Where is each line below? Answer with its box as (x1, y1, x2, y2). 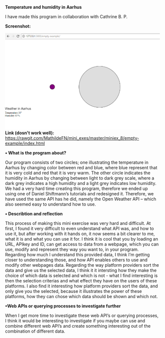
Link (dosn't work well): (5, 130, 55, 136)
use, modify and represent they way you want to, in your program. (5, 246, 139, 252)
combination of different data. (5, 328, 65, 334)
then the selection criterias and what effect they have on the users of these (5, 278, 157, 284)
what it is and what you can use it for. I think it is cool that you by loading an (5, 236, 158, 242)
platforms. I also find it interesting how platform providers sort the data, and (5, 283, 158, 289)
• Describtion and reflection (5, 211, 63, 217)
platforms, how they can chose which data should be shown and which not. (5, 294, 158, 300)
